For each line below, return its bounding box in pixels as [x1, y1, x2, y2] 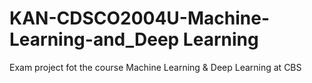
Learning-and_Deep [9, 28, 180, 51]
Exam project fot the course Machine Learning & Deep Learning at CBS [9, 61, 302, 73]
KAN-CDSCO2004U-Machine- [9, 7, 271, 30]
